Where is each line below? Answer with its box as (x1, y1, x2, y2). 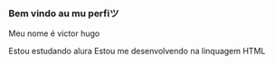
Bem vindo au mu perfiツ (8, 6, 119, 19)
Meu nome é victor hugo (8, 28, 100, 39)
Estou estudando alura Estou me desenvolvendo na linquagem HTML (8, 46, 266, 57)
